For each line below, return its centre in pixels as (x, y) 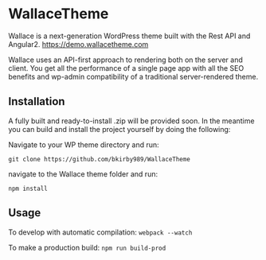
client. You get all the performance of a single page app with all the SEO (126, 68)
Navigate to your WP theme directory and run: (84, 145)
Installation (37, 101)
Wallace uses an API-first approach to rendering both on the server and (125, 60)
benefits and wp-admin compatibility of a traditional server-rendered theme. (133, 76)
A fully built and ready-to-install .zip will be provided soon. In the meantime (131, 121)
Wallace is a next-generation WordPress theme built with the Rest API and (129, 36)
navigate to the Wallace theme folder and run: (83, 174)
